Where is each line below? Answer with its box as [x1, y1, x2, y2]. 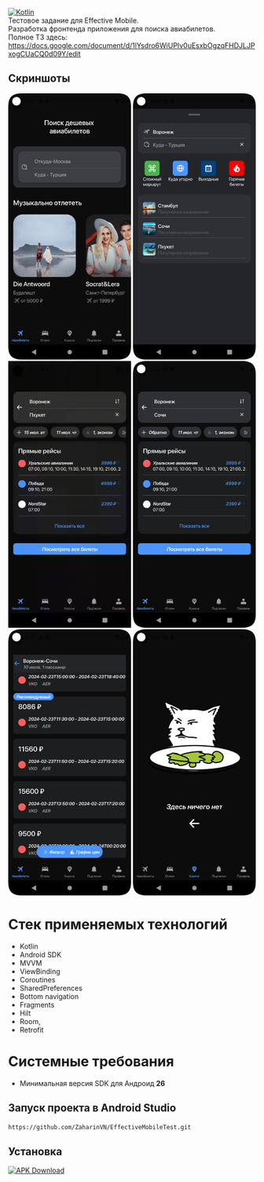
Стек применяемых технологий [8, 916, 228, 934]
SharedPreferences [19, 983, 82, 993]
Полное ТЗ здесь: [8, 32, 68, 42]
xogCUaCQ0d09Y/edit [8, 50, 81, 58]
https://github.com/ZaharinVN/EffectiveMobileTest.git [8, 1123, 192, 1131]
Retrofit [19, 1025, 44, 1034]
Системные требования [8, 1053, 174, 1070]
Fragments [19, 1000, 55, 1009]
